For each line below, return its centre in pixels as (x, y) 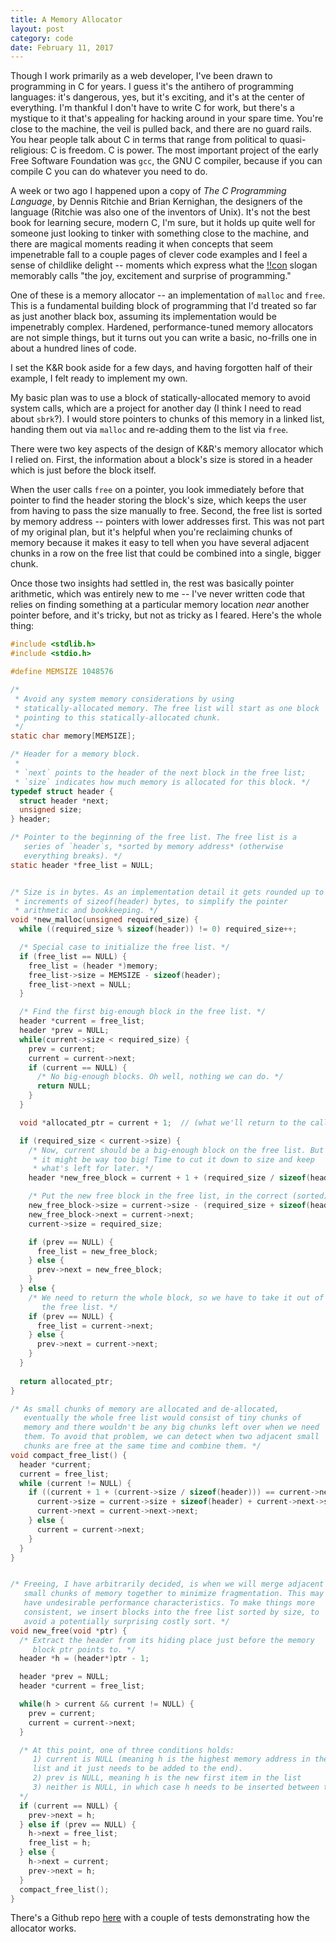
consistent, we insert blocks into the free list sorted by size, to (171, 1612)
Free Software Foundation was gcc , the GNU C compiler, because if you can (166, 161)
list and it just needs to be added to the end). (138, 1769)
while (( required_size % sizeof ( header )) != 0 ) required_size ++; (158, 929)
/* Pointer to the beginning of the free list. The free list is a (154, 837)
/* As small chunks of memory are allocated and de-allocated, (145, 1409)
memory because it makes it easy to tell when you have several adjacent (160, 543)
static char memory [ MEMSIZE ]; (73, 736)
